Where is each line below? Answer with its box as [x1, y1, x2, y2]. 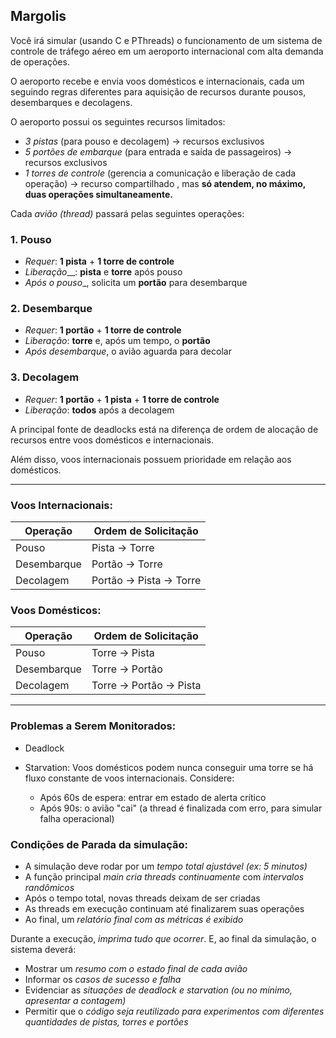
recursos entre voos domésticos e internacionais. [10, 434, 214, 446]
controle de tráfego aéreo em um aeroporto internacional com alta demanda [10, 45, 324, 57]
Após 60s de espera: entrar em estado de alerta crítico [39, 791, 267, 803]
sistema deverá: [10, 943, 77, 955]
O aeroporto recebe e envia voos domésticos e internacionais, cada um [10, 75, 305, 87]
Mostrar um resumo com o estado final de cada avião [24, 962, 248, 974]
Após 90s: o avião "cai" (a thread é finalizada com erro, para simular [39, 802, 323, 814]
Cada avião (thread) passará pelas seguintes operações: [10, 207, 245, 219]
